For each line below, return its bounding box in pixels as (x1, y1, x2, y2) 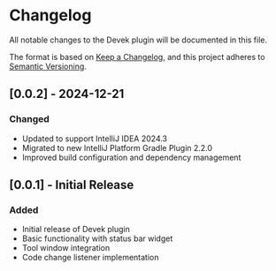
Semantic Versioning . (9, 61, 87, 72)
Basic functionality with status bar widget (21, 233, 173, 244)
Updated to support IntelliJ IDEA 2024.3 (21, 133, 168, 144)
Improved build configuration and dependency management (21, 152, 241, 162)
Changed (9, 113, 50, 125)
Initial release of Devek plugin (21, 224, 130, 235)
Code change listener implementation (21, 252, 159, 263)
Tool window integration (21, 243, 111, 253)
